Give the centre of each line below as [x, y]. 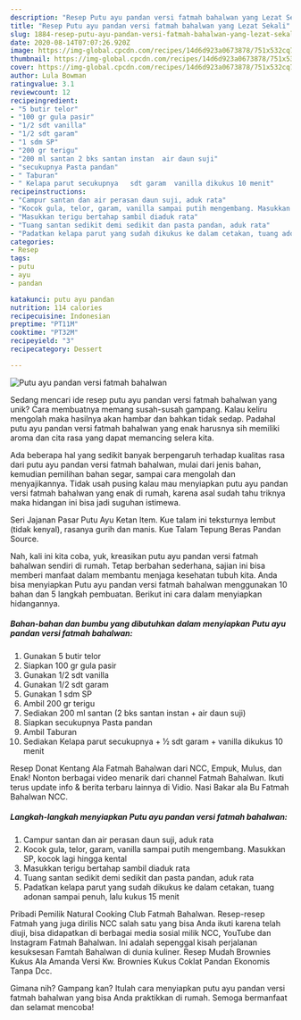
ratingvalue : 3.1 [42, 84]
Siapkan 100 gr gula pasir [70, 665]
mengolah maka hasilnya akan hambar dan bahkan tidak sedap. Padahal [143, 418]
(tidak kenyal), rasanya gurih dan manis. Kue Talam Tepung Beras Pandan [146, 529]
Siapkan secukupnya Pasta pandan [88, 722]
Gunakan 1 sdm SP [58, 694]
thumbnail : [30, 59]
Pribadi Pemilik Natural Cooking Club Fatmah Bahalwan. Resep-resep [138, 914]
